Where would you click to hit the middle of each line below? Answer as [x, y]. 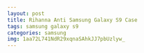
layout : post [26, 13]
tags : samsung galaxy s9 [43, 26]
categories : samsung [37, 33]
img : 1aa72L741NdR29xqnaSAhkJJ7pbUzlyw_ [66, 39]
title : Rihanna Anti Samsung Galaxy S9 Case [72, 20]
